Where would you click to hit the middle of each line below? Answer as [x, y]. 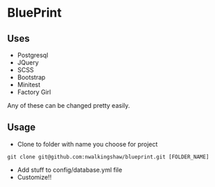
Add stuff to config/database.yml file [70, 170]
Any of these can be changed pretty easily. [69, 105]
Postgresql [33, 55]
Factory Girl [34, 92]
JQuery [28, 63]
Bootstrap [31, 77]
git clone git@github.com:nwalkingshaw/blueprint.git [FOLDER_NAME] [108, 157]
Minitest [29, 84]
